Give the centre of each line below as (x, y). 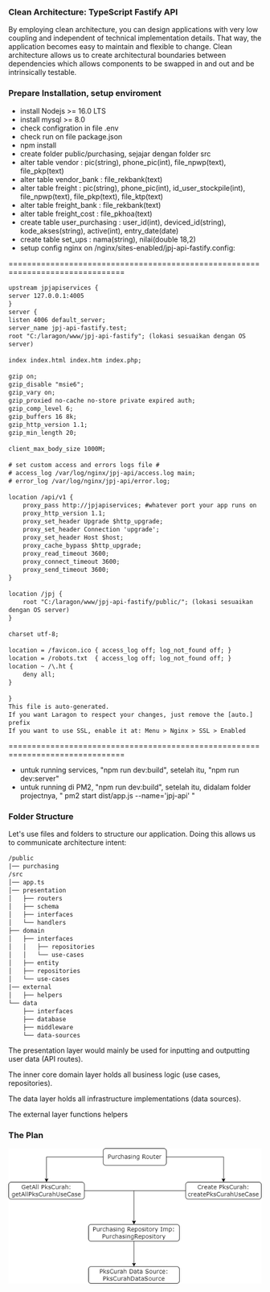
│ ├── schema (34, 906)
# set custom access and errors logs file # (84, 465)
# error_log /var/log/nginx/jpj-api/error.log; (90, 481)
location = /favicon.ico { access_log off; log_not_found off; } (120, 650)
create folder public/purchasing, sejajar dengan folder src (115, 153)
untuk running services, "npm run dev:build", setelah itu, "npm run (129, 770)
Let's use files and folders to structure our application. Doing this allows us (132, 834)
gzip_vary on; (32, 392)
